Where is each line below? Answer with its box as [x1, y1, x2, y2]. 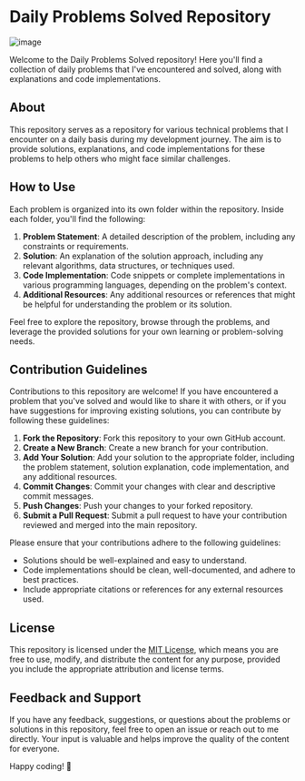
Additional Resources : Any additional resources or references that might [22, 289, 296, 299]
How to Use [9, 179, 76, 195]
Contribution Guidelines [9, 361, 148, 377]
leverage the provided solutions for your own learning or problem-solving [9, 326, 284, 337]
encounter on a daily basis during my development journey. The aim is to [9, 134, 281, 145]
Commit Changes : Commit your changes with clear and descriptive [22, 481, 276, 492]
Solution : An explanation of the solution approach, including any [22, 250, 264, 261]
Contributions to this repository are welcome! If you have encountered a [9, 386, 279, 397]
